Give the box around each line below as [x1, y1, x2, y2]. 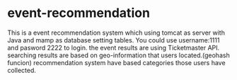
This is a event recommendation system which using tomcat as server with [7, 28, 225, 37]
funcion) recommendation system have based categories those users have [7, 58, 226, 67]
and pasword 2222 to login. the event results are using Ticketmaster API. [7, 43, 220, 52]
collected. [7, 66, 37, 74]
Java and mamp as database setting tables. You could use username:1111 [7, 35, 220, 44]
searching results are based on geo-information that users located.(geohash [7, 51, 230, 59]
